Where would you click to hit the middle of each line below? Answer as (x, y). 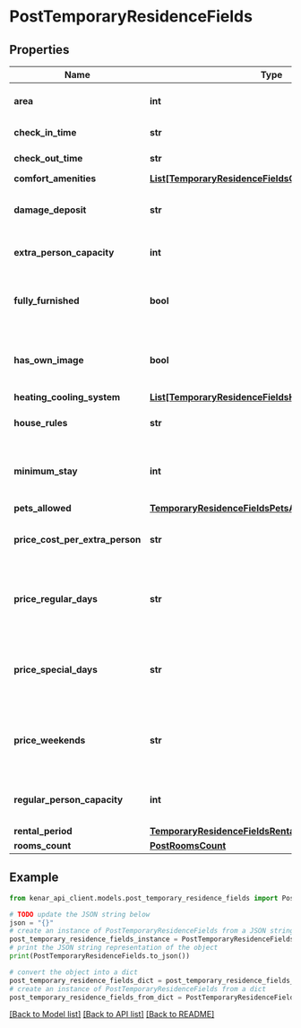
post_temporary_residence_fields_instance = (94, 939)
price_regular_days (56, 599)
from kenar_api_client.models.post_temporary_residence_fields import (144, 898)
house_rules (41, 423)
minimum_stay (46, 471)
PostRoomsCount (188, 845)
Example (34, 878)
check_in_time (45, 132)
